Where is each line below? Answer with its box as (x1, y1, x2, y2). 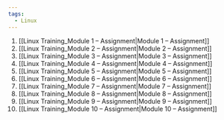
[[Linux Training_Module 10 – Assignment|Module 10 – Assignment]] (18, 104, 218, 113)
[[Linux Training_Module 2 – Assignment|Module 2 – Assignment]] (18, 44, 212, 53)
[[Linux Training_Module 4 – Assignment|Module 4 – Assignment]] (18, 59, 213, 67)
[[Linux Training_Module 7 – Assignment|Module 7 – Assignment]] (18, 82, 212, 90)
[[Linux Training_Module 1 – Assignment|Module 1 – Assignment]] (18, 36, 210, 45)
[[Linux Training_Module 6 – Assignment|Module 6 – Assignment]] (18, 74, 213, 82)
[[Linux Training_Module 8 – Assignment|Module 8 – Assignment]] (18, 89, 213, 98)
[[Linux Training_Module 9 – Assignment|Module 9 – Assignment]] (18, 97, 213, 105)
